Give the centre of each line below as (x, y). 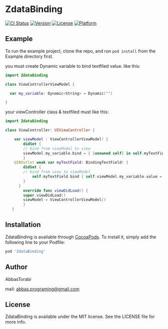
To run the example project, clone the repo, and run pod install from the (80, 51)
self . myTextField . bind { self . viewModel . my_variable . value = (97, 177)
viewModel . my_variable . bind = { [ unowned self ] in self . (84, 153)
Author (16, 267)
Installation (23, 225)
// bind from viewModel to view (57, 148)
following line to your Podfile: (35, 242)
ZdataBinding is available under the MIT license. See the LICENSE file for (80, 316)
